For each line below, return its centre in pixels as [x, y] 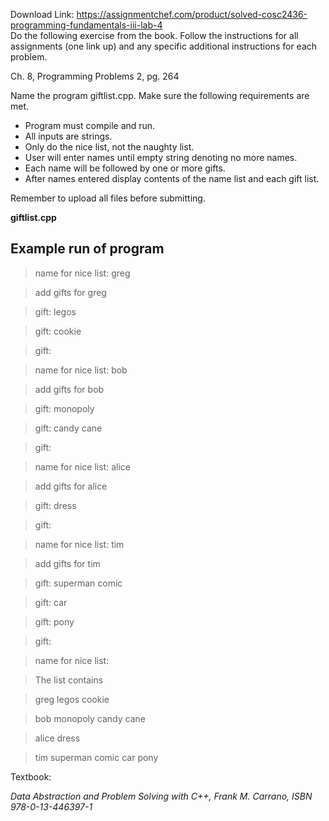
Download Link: [42, 14]
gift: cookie [58, 331]
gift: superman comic [78, 583]
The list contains [69, 680]
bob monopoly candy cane [90, 718]
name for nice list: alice [82, 466]
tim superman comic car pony [96, 757]
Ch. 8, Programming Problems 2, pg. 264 [95, 76]
